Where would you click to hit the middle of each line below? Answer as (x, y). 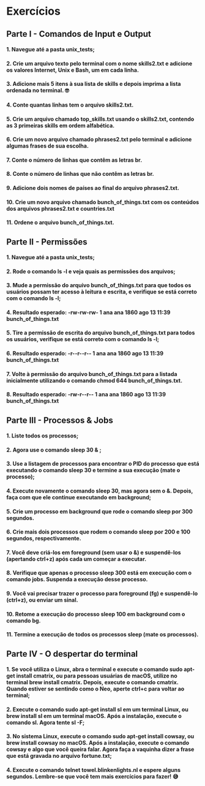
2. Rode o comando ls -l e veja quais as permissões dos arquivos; (91, 271)
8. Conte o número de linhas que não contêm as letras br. (80, 174)
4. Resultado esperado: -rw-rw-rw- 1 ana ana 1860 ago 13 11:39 (88, 312)
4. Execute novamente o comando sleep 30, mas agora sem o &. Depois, (100, 491)
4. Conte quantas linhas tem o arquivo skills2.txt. (70, 105)
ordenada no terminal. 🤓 (38, 91)
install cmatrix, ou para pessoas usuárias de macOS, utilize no (97, 676)
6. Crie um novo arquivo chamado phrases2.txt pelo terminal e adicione (99, 140)
